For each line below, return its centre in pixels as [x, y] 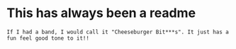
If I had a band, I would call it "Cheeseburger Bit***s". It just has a [118, 32]
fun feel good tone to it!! [48, 38]
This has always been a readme [101, 13]
